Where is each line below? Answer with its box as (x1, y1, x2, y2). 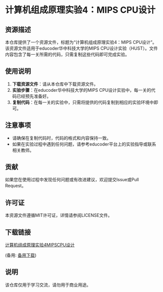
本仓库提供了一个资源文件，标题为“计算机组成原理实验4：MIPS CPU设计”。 (5, 40, 157, 45)
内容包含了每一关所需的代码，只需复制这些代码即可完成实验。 (5, 52, 130, 57)
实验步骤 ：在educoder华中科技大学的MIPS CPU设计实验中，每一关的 (12, 87, 152, 93)
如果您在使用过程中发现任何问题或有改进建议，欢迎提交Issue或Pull (5, 177, 139, 183)
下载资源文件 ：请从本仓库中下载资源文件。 (12, 81, 98, 87)
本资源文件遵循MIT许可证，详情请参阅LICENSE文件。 (5, 212, 113, 218)
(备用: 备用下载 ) (5, 252, 37, 258)
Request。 (5, 183, 26, 188)
